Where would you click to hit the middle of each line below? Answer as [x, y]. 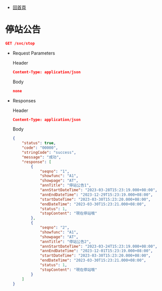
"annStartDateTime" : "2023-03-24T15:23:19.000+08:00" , [98, 246]
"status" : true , [39, 143]
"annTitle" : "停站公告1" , [65, 186]
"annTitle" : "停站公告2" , [65, 242]
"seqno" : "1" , [55, 171]
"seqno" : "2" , [55, 228]
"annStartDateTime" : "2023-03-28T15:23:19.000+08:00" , [98, 190]
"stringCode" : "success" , [49, 153]
